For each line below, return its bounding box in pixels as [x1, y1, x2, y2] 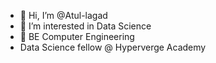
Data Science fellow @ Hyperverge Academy [19, 41, 207, 53]
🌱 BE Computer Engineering [19, 31, 135, 42]
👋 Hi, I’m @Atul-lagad [19, 10, 108, 21]
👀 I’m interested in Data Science [19, 20, 152, 32]
